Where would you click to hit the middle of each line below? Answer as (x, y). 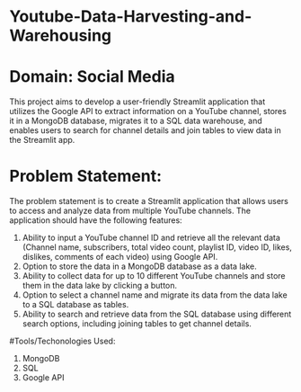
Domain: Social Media (92, 77)
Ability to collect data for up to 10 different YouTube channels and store (154, 276)
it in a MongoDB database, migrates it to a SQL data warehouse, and (136, 121)
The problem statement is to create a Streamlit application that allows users (149, 201)
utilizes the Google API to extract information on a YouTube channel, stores (148, 111)
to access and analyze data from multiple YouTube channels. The (130, 211)
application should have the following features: (96, 220)
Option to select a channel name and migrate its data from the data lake (155, 295)
